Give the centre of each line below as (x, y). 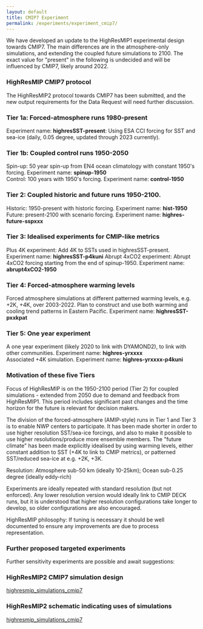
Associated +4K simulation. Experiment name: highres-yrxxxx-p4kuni (95, 360)
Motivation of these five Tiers (51, 376)
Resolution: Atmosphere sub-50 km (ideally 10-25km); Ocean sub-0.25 (95, 470)
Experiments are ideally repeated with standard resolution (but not (89, 488)
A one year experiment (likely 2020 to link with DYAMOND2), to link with (96, 346)
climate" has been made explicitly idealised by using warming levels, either (100, 445)
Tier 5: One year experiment (48, 334)
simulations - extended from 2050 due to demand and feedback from (93, 395)
